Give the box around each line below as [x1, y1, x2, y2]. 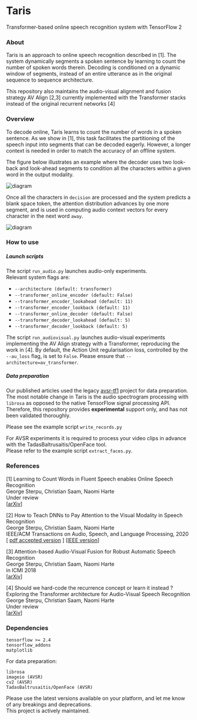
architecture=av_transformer [6, 360, 77, 366]
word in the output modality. [6, 171, 74, 178]
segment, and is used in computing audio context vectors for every [6, 206, 168, 213]
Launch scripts [6, 253, 44, 260]
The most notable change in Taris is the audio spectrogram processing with [6, 393, 189, 400]
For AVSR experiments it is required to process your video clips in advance [6, 435, 186, 442]
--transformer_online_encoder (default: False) [14, 292, 133, 299]
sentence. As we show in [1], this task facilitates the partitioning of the [6, 134, 175, 141]
